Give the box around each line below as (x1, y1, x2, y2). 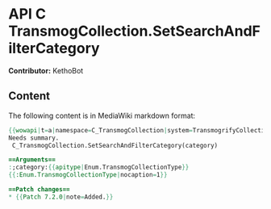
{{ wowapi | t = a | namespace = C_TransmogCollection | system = (8, 126, 194, 134)
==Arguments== (8, 156, 56, 164)
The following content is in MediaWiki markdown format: (8, 111, 196, 120)
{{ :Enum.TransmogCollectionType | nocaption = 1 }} (8, 171, 168, 179)
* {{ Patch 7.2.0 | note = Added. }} (8, 193, 114, 201)
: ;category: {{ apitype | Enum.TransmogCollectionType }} (8, 163, 190, 172)
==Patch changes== (8, 186, 70, 194)
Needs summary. (8, 134, 60, 142)
